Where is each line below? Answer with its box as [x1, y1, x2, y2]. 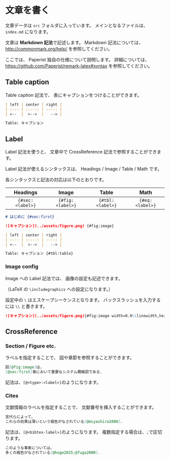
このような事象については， [5, 445, 54, 450]
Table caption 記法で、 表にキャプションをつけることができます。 [5, 92, 142, 98]
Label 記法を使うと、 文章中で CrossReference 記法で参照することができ [5, 149, 157, 155]
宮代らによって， [5, 414, 35, 419]
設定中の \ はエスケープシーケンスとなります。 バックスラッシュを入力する [5, 297, 161, 303]
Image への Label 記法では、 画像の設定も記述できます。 [5, 275, 123, 281]
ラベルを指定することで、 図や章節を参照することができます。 [5, 355, 135, 361]
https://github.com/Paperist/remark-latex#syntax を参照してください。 [5, 63, 153, 69]
